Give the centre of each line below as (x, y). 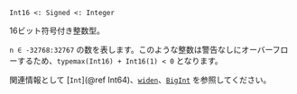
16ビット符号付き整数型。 (57, 30)
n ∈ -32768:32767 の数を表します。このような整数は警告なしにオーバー (141, 50)
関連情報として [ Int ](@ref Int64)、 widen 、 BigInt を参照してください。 (140, 80)
